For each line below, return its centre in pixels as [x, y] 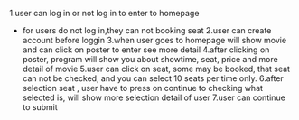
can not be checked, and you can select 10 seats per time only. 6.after [153, 78]
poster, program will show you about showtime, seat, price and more [150, 59]
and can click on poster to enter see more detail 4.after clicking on [146, 50]
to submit [40, 107]
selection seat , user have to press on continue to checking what [143, 88]
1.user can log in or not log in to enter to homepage [104, 13]
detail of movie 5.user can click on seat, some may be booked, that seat [156, 69]
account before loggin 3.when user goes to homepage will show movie [154, 40]
